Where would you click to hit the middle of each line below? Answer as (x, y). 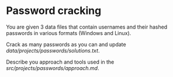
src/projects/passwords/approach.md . (53, 68)
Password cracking (54, 11)
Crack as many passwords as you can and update (66, 44)
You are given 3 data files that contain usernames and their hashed (87, 27)
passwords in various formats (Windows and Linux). (69, 33)
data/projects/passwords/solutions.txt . (53, 50)
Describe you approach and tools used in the (60, 62)
